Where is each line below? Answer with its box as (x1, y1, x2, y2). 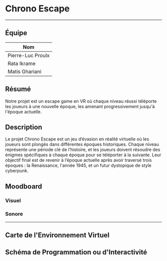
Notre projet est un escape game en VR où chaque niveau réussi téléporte (5, 98, 157, 104)
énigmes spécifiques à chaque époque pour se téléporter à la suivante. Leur (5, 152, 162, 158)
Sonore (5, 210, 23, 217)
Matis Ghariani (7, 68, 42, 75)
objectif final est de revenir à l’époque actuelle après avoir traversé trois (5, 157, 152, 163)
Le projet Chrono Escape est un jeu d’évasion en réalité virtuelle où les (5, 136, 149, 142)
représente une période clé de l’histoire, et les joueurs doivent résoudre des (5, 147, 161, 153)
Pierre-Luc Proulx (7, 52, 50, 59)
